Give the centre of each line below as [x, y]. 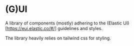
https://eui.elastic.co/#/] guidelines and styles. [55, 28]
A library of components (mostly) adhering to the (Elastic [64, 23]
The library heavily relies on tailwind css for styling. [58, 38]
